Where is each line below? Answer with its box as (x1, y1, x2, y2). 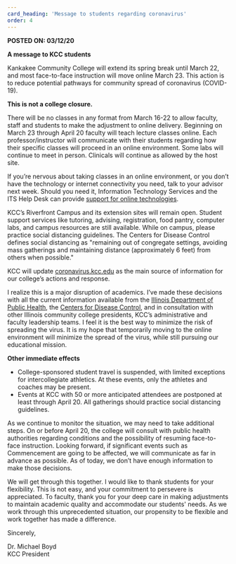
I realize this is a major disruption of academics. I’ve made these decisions (7, 288, 223, 296)
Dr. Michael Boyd (7, 542, 57, 551)
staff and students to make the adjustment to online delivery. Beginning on (7, 121, 223, 129)
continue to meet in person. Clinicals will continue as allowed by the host (7, 151, 218, 159)
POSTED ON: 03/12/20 (7, 36, 75, 44)
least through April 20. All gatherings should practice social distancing (17, 398, 221, 406)
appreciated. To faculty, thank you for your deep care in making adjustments (7, 492, 229, 501)
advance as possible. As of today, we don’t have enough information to (7, 456, 213, 465)
